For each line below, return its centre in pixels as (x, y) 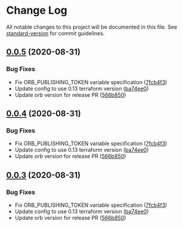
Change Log (37, 10)
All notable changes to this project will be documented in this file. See (92, 27)
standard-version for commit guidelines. (55, 33)
